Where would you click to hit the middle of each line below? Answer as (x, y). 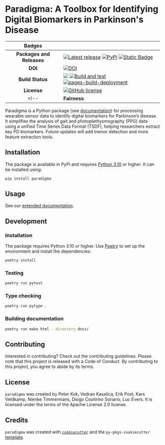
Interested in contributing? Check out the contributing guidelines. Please (78, 356)
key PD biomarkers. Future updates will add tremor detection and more (77, 131)
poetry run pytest (24, 283)
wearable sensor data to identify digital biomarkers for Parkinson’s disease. (81, 116)
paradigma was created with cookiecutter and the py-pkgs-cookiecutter (78, 432)
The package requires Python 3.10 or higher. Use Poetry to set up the (75, 246)
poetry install (21, 260)
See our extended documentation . (40, 206)
